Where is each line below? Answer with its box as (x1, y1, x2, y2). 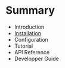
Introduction (14, 23, 45, 30)
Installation (14, 29, 42, 36)
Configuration (14, 36, 48, 43)
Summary (5, 4, 55, 17)
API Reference (14, 48, 50, 55)
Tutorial (14, 42, 33, 50)
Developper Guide (14, 55, 59, 62)
